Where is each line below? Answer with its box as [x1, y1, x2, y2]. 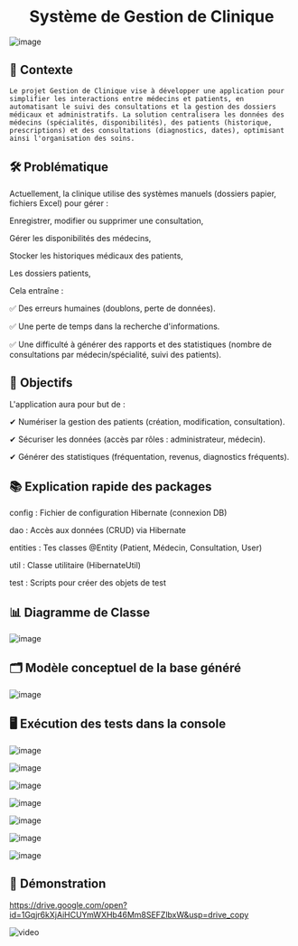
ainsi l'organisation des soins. [9, 134, 135, 143]
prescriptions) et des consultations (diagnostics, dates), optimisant [9, 126, 284, 135]
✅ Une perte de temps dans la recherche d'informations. [9, 321, 220, 332]
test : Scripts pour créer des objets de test [9, 577, 167, 588]
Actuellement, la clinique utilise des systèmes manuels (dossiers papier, [9, 188, 277, 199]
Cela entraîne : [9, 285, 64, 295]
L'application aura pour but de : [9, 399, 126, 410]
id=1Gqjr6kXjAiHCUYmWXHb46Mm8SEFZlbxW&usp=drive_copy [9, 910, 249, 921]
